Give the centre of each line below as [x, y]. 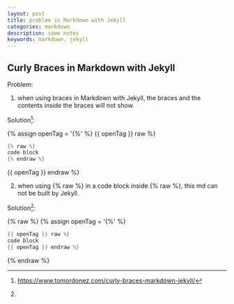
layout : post [26, 14]
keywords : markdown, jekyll [48, 40]
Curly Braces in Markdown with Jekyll [91, 68]
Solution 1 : [21, 119]
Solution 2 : [22, 207]
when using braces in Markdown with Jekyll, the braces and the [109, 97]
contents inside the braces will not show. [76, 105]
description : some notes [43, 33]
